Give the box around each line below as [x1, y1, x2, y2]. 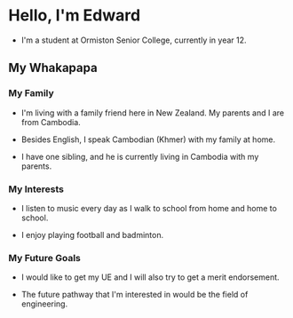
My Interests [8, 183, 64, 195]
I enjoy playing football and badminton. [20, 229, 164, 240]
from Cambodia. [20, 116, 81, 127]
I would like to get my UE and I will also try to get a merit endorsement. [20, 272, 281, 282]
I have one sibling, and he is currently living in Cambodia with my [20, 151, 259, 162]
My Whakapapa [8, 60, 99, 76]
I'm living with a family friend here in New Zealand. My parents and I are [20, 107, 285, 118]
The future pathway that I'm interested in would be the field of [20, 290, 249, 300]
